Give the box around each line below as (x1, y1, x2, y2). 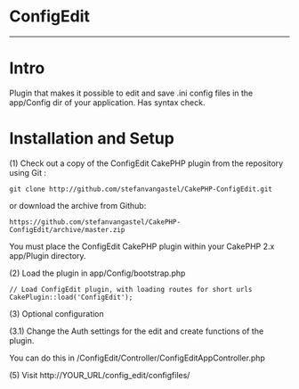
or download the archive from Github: (9, 200, 147, 211)
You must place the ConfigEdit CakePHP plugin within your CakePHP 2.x (9, 241, 275, 252)
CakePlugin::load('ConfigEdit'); (9, 293, 133, 302)
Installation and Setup (9, 128, 175, 149)
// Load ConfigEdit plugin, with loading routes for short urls (9, 285, 253, 294)
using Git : (9, 167, 47, 178)
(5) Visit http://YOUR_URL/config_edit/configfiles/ (9, 369, 190, 380)
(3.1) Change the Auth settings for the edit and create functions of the (9, 326, 264, 336)
